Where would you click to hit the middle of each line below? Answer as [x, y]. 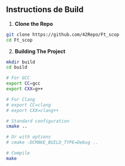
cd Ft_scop [19, 40]
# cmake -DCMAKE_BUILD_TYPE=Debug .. [52, 143]
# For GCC [18, 78]
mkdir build [21, 62]
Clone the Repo [34, 23]
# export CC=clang [28, 105]
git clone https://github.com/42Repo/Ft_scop [62, 35]
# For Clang [21, 99]
